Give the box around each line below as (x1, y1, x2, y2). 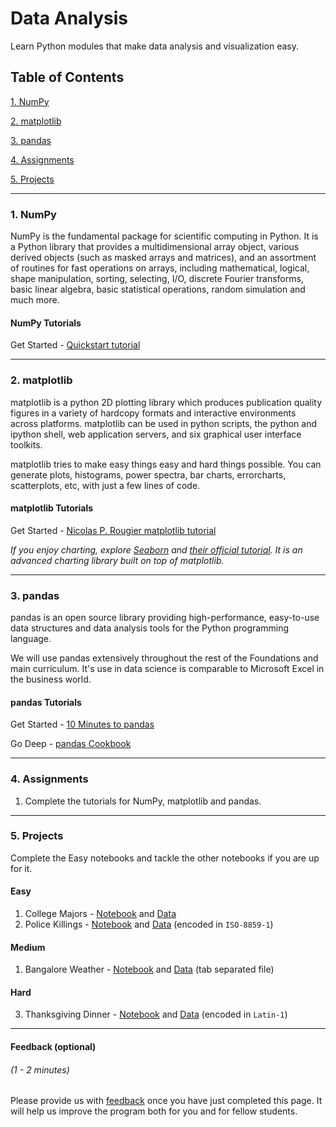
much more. (10, 294, 60, 306)
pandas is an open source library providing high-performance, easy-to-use (10, 612, 320, 624)
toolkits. (10, 438, 43, 451)
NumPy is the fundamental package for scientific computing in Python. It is (10, 230, 319, 242)
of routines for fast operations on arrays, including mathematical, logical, (10, 262, 310, 274)
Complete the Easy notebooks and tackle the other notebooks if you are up (10, 852, 320, 864)
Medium (10, 941, 46, 953)
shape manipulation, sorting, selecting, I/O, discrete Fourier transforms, (10, 273, 304, 285)
